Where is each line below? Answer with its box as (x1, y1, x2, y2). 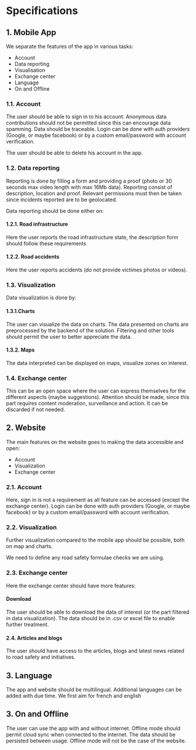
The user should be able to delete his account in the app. (6, 149, 143, 156)
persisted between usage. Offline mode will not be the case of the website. (6, 737, 187, 744)
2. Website (6, 423, 46, 433)
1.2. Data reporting (6, 164, 60, 172)
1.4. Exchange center (6, 374, 67, 382)
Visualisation (14, 67, 45, 74)
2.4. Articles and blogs (6, 634, 62, 641)
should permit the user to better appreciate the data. (6, 333, 132, 340)
